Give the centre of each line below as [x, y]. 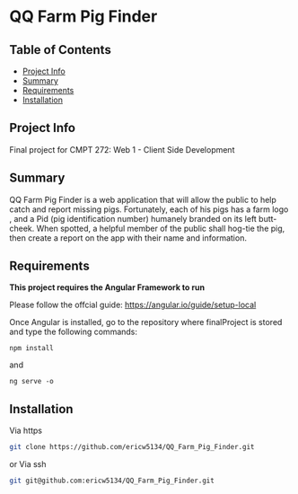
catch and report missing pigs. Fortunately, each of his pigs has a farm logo [149, 209]
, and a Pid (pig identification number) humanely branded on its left [133, 218]
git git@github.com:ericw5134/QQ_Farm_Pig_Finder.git [112, 481]
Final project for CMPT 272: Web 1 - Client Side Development [122, 149]
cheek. [22, 228]
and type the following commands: [73, 332]
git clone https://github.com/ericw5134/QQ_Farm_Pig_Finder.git [132, 447]
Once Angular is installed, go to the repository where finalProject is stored [146, 322]
